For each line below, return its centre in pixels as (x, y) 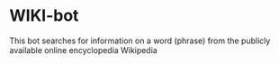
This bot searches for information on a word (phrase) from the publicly (140, 41)
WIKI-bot (44, 16)
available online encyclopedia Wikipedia (83, 50)
